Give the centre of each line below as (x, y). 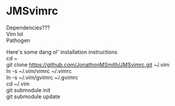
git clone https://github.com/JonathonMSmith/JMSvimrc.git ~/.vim (88, 65)
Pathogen (18, 40)
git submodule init (28, 90)
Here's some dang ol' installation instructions (62, 52)
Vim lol (15, 34)
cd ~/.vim (18, 84)
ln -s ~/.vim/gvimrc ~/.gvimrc (42, 77)
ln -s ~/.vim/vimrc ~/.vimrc (39, 71)
